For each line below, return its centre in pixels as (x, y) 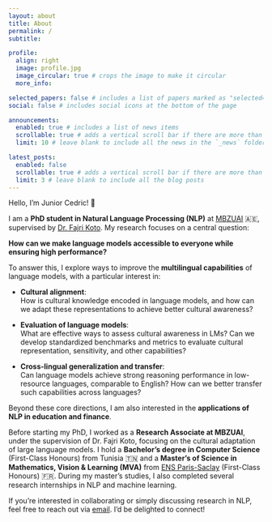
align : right (38, 61)
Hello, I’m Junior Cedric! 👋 (52, 203)
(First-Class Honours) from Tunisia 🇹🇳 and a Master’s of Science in (123, 458)
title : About (30, 24)
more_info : (34, 83)
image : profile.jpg (49, 68)
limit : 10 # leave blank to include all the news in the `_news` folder (141, 143)
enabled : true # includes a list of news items (98, 128)
